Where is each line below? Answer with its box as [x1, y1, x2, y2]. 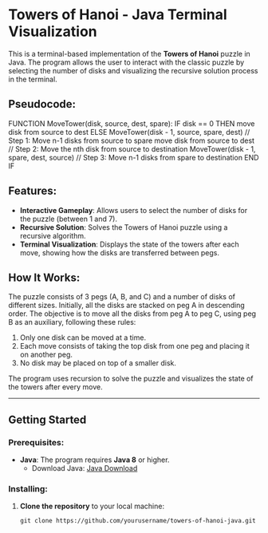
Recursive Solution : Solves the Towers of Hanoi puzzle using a [19, 222, 228, 232]
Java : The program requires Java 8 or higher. [19, 455, 170, 464]
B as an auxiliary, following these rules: [8, 318, 136, 327]
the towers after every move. [8, 382, 103, 392]
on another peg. [19, 349, 73, 360]
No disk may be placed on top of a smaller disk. [19, 358, 177, 368]
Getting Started [8, 413, 87, 426]
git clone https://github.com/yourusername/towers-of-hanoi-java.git [19, 517, 257, 525]
